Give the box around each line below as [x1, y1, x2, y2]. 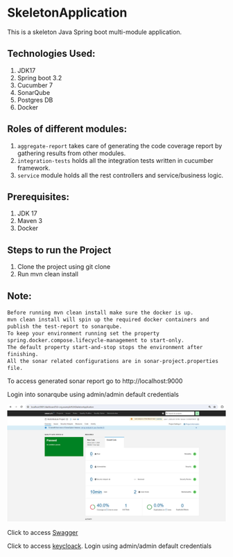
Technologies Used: [7, 48, 96, 60]
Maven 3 [17, 217, 43, 225]
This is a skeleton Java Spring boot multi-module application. [7, 28, 182, 36]
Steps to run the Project [7, 244, 112, 256]
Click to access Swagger [7, 528, 78, 536]
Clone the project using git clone [17, 263, 111, 271]
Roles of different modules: [7, 123, 128, 135]
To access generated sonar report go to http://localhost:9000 [7, 377, 183, 385]
